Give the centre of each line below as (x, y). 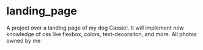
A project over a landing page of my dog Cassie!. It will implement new (95, 28)
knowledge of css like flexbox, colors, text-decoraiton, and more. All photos (102, 34)
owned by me (24, 40)
